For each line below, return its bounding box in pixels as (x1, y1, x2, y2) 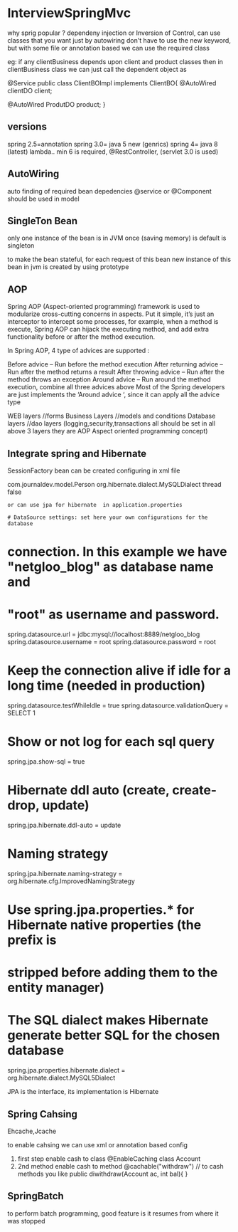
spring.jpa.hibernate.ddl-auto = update (7, 821, 121, 829)
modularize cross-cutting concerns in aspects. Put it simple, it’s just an (7, 310, 215, 318)
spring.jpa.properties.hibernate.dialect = (7, 1066, 126, 1075)
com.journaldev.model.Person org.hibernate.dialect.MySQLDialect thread (7, 480, 222, 488)
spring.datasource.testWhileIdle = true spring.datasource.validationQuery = (7, 701, 229, 710)
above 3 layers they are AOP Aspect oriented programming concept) (7, 427, 208, 436)
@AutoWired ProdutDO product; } (7, 100, 106, 108)
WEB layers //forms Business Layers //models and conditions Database (7, 411, 216, 421)
